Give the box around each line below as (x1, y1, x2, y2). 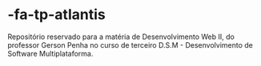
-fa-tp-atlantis (7, 6, 106, 24)
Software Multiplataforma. (7, 49, 94, 58)
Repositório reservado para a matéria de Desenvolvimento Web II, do (7, 32, 235, 41)
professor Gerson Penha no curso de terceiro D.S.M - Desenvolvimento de (7, 40, 253, 49)
